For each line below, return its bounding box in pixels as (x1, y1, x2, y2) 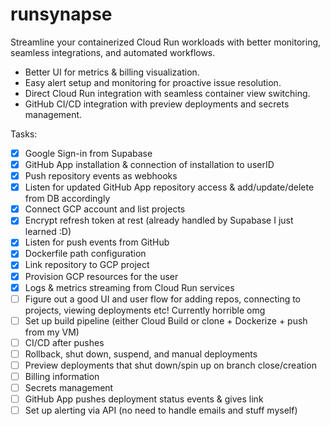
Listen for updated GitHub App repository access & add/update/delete (24, 181, 315, 193)
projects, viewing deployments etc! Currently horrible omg (24, 304, 266, 316)
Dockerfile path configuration (24, 248, 147, 260)
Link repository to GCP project (24, 259, 150, 271)
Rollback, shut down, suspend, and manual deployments (24, 348, 258, 360)
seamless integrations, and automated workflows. (10, 46, 216, 58)
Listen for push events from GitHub (24, 236, 170, 248)
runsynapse (10, 3, 113, 26)
